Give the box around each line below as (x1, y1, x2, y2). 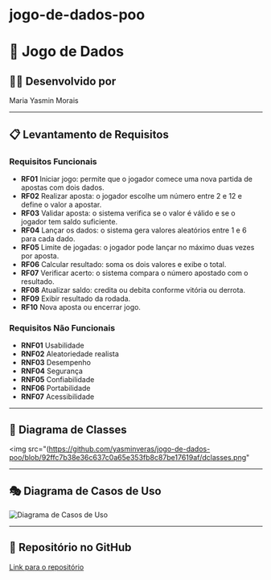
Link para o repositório (9, 561, 84, 572)
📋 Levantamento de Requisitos (9, 127, 170, 142)
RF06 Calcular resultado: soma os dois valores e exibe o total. (20, 259, 227, 269)
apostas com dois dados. (20, 183, 105, 192)
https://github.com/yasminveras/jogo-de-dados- (48, 444, 211, 454)
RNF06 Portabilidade (20, 384, 91, 393)
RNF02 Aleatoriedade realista (20, 349, 120, 359)
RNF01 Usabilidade (20, 340, 84, 351)
